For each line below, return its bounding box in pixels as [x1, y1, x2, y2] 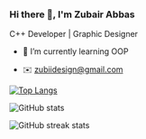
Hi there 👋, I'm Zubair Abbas [9, 8, 135, 21]
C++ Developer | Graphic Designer [9, 29, 138, 40]
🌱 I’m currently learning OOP [22, 46, 129, 57]
